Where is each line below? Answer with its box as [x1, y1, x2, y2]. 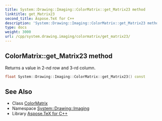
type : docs [5, 25, 27, 30]
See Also [5, 88, 32, 96]
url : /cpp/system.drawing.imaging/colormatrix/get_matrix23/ [5, 34, 131, 39]
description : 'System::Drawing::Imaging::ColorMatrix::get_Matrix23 [5, 20, 146, 26]
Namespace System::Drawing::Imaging [12, 106, 90, 111]
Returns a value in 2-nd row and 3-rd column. [5, 65, 95, 71]
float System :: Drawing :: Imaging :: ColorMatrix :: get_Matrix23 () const [5, 74, 146, 79]
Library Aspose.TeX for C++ [12, 111, 68, 117]
